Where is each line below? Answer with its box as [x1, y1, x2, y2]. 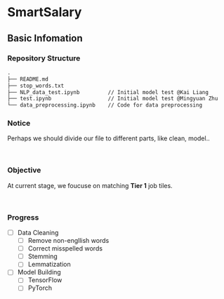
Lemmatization [27, 260, 72, 269]
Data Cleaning [17, 229, 59, 237]
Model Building [17, 268, 61, 277]
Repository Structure [7, 53, 81, 63]
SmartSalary [7, 4, 82, 20]
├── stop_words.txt [7, 82, 65, 89]
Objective [7, 166, 41, 175]
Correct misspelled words [27, 244, 103, 253]
